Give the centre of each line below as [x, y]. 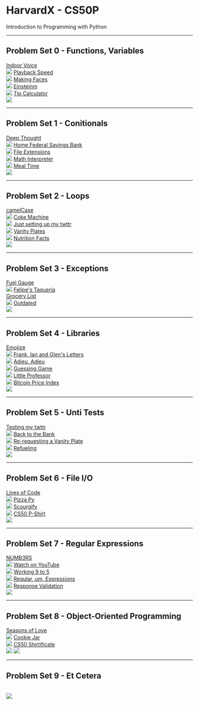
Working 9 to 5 [31, 572]
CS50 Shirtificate [34, 645]
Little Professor [32, 376]
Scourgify [25, 507]
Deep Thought [24, 137]
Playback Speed [33, 72]
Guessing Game [33, 368]
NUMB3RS [19, 558]
